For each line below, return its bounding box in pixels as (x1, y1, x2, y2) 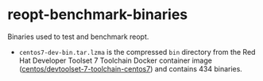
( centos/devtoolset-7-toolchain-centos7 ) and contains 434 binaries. (18, 64, 243, 73)
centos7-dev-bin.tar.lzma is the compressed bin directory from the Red (18, 47, 256, 56)
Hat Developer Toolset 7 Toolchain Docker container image (18, 56, 212, 65)
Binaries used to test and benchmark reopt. (7, 32, 149, 41)
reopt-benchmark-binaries (7, 6, 188, 24)
